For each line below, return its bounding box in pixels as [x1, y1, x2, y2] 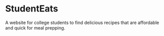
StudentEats [5, 3, 59, 14]
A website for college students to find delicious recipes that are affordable [5, 19, 159, 25]
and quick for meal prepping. [5, 24, 66, 30]
